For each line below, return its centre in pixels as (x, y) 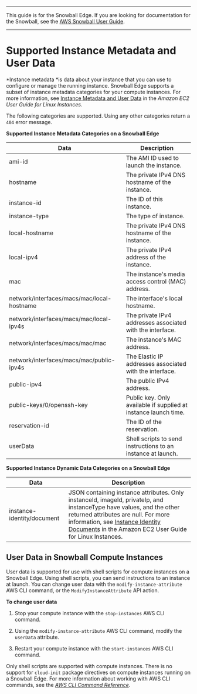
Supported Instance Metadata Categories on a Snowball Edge (83, 134)
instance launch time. (155, 412)
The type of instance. (155, 216)
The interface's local (154, 298)
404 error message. (29, 122)
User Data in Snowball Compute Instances (84, 557)
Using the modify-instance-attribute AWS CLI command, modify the (98, 630)
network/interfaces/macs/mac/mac (58, 343)
